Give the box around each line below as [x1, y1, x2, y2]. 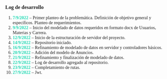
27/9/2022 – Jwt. [12, 70, 43, 76]
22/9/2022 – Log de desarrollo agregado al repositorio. [12, 60, 109, 66]
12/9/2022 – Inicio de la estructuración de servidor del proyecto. [12, 35, 126, 41]
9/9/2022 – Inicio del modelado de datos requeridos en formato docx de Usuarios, [12, 25, 156, 31]
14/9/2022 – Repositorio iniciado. [12, 40, 72, 46]
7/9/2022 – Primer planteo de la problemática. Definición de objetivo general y [12, 15, 151, 21]
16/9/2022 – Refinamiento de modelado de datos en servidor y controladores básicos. [12, 45, 162, 51]
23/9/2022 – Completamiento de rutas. [12, 65, 80, 71]
